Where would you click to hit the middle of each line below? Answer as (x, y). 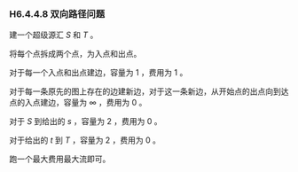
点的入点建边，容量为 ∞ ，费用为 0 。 (78, 103)
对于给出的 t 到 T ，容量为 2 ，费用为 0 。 (85, 140)
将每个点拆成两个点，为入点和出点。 (75, 54)
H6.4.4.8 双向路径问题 (57, 13)
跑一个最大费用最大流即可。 (60, 159)
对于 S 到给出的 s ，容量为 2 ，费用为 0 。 (86, 121)
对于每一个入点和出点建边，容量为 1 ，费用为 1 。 (98, 73)
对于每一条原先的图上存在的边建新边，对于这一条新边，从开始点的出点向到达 (149, 91)
